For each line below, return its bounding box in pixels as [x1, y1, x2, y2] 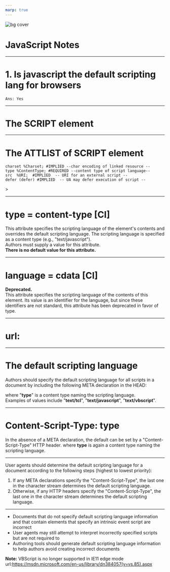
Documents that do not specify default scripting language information [12, 514, 158, 520]
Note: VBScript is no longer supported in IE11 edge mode [5, 556, 124, 562]
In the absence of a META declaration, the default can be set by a [5, 437, 142, 443]
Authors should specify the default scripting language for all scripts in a [5, 377, 154, 383]
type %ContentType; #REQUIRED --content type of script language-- [5, 169, 151, 174]
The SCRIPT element [5, 118, 94, 129]
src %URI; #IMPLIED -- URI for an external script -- [5, 173, 128, 178]
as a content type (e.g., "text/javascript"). [5, 237, 92, 243]
